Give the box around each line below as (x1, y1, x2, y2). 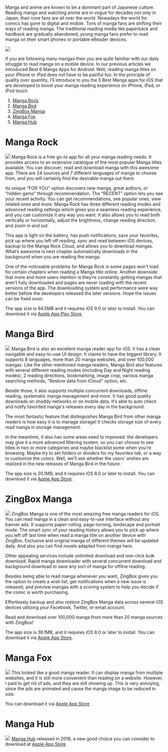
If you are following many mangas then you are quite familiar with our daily (5, 55, 159, 61)
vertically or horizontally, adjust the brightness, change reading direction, (5, 217, 156, 223)
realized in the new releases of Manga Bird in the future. (5, 461, 121, 467)
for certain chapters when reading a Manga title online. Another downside (5, 269, 158, 275)
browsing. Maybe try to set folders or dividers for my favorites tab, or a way (5, 450, 161, 456)
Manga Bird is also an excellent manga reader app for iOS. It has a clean (11, 345, 160, 352)
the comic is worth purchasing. (5, 589, 69, 595)
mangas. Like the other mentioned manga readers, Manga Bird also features (5, 361, 162, 367)
